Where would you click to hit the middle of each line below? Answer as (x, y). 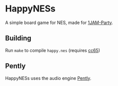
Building (18, 38)
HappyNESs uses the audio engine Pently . (48, 78)
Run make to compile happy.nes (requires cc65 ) (53, 50)
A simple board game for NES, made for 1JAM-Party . (59, 22)
